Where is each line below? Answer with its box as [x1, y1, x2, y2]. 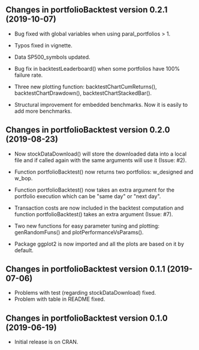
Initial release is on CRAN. [14, 339, 79, 346]
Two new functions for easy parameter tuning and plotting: [14, 222, 160, 229]
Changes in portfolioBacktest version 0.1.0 [5, 313, 168, 323]
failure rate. [14, 71, 43, 79]
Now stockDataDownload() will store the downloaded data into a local [14, 150, 187, 157]
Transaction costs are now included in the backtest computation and [14, 204, 184, 211]
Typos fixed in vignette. [14, 41, 73, 49]
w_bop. [14, 174, 33, 182]
